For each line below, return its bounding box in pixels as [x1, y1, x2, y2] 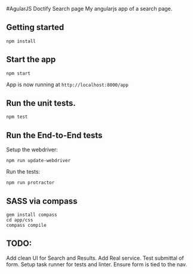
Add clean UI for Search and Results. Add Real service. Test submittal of [6, 254, 184, 261]
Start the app [6, 54, 56, 65]
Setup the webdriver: [6, 146, 58, 153]
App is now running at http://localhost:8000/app [6, 81, 128, 88]
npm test [6, 114, 28, 120]
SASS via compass [6, 196, 78, 206]
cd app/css [6, 217, 33, 223]
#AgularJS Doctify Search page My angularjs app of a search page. [6, 5, 173, 12]
